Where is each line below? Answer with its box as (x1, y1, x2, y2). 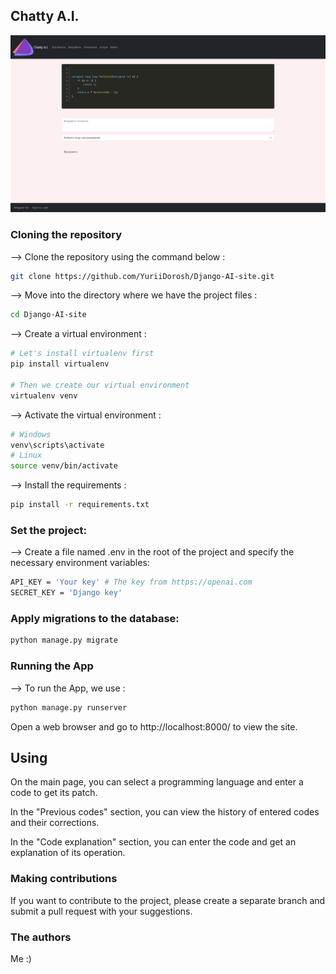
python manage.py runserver (10, 702, 128, 713)
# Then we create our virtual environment (10, 380, 190, 390)
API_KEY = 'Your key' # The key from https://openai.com (10, 577, 253, 588)
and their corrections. (10, 817, 100, 829)
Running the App (10, 659, 94, 673)
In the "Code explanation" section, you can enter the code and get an (10, 836, 297, 848)
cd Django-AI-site (10, 310, 87, 320)
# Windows (10, 429, 52, 439)
